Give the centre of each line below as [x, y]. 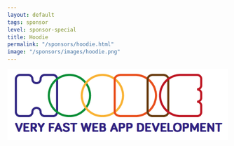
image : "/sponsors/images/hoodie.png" [64, 52]
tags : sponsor [28, 22]
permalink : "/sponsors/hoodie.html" [61, 45]
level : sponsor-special [42, 29]
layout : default [31, 15]
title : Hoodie [28, 37]
